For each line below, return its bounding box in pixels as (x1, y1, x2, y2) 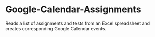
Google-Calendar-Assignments (5, 4, 141, 15)
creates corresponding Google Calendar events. (5, 25, 107, 31)
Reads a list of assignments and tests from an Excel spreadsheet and (5, 20, 150, 26)
